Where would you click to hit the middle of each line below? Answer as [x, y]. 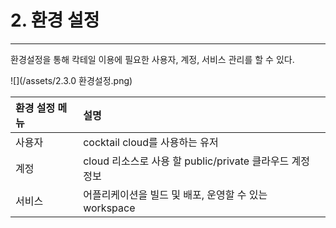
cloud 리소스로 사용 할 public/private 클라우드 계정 [197, 161]
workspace [109, 208]
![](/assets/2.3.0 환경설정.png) [71, 80]
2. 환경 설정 [55, 20]
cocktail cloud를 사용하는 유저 [151, 142]
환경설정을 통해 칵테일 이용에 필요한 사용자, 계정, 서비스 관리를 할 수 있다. [152, 59]
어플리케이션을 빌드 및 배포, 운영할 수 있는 [175, 194]
